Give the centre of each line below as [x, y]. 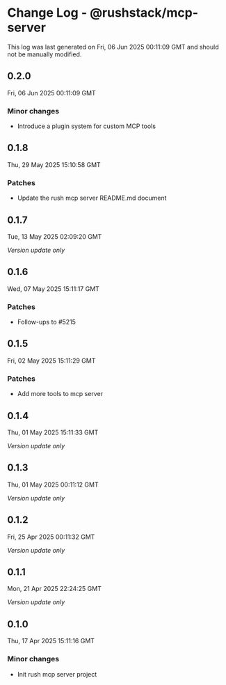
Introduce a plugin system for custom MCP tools [87, 126]
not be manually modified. [45, 54]
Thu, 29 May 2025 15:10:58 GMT [54, 164]
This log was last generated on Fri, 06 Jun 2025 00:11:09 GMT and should [113, 47]
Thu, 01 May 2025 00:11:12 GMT [53, 485]
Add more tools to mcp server [60, 394]
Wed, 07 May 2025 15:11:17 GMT [53, 289]
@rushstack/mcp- [144, 13]
